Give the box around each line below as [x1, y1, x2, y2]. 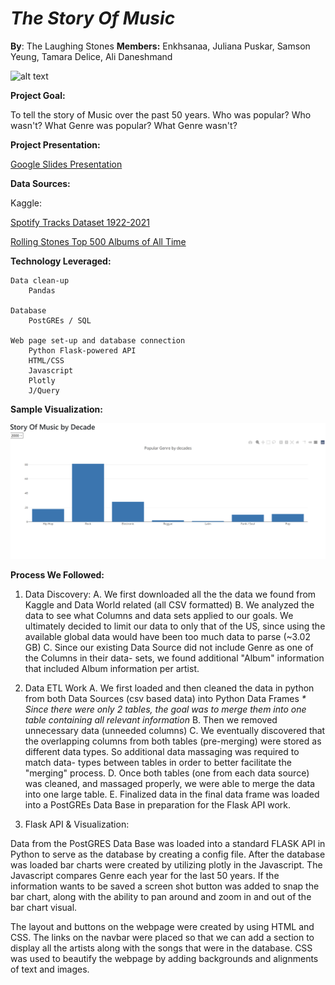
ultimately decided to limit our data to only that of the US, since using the [24, 620, 326, 632]
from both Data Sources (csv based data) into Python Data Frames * [24, 692, 307, 704]
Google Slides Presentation [10, 158, 123, 170]
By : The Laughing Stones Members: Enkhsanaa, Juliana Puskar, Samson [10, 40, 311, 52]
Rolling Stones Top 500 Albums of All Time [10, 235, 187, 247]
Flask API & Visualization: [24, 818, 130, 830]
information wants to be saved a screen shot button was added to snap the [10, 880, 320, 892]
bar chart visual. [10, 901, 78, 913]
